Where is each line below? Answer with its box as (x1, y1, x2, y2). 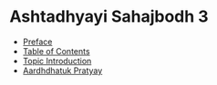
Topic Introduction (22, 55, 92, 66)
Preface (22, 36, 53, 47)
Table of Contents (22, 45, 90, 56)
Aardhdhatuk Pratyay (22, 65, 103, 76)
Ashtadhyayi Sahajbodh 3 (9, 6, 209, 27)
